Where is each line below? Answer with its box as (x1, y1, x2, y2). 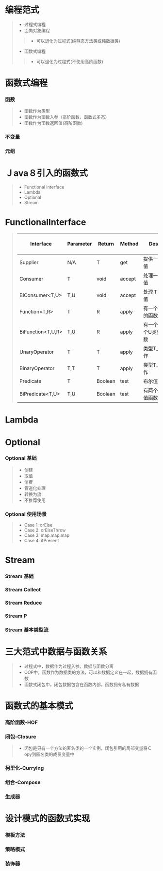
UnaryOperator (19, 349, 54, 356)
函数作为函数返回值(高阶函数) (24, 120, 83, 126)
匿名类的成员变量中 (36, 751, 75, 757)
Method (120, 241, 139, 247)
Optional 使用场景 (5, 511, 47, 517)
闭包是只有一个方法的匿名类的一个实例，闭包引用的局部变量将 (24, 745, 148, 751)
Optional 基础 (5, 455, 37, 462)
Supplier (19, 259, 39, 266)
